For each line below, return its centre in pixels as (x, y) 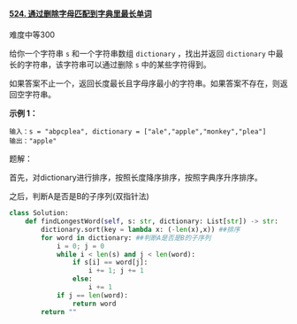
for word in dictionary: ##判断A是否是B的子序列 (126, 238)
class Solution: (39, 213)
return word (94, 304)
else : (82, 279)
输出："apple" (33, 142)
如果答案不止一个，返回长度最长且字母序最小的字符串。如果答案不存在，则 (145, 83)
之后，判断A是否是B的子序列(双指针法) (80, 197)
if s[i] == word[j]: (110, 262)
